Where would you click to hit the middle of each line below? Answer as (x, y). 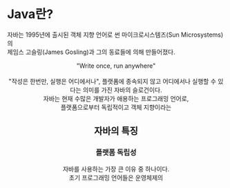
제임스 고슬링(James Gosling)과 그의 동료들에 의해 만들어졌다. (92, 52)
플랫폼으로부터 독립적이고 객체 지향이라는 (116, 107)
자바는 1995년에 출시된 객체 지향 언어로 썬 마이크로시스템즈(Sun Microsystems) (115, 35)
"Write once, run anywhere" (116, 66)
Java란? (30, 14)
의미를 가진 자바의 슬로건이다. (122, 90)
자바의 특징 (116, 131)
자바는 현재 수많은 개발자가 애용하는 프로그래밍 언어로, (116, 98)
